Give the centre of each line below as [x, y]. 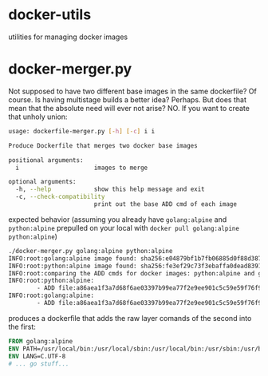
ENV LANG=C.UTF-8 [37, 356]
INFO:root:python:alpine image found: [73, 266]
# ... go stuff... [39, 364]
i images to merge [82, 168]
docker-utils [50, 15]
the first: [22, 327]
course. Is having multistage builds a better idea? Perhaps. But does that [128, 99]
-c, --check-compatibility [60, 197]
